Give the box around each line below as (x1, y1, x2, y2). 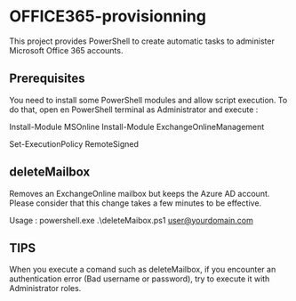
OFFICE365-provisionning (9, 6, 207, 27)
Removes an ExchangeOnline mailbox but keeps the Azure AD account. (9, 188, 270, 199)
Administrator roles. (9, 283, 82, 294)
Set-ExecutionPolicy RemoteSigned (9, 138, 140, 149)
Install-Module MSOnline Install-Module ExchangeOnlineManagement (9, 121, 265, 132)
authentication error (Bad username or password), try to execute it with (9, 273, 270, 284)
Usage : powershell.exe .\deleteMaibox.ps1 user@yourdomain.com (9, 215, 253, 225)
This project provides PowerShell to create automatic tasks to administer (9, 36, 276, 46)
